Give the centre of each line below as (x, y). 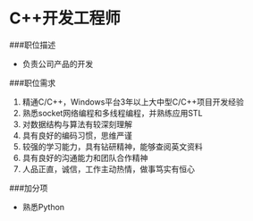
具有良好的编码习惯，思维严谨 (77, 135)
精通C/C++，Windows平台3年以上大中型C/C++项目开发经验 (133, 102)
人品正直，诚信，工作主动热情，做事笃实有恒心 (108, 169)
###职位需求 (33, 82)
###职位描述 (33, 45)
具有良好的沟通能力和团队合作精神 (85, 157)
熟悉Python (43, 207)
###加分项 (29, 188)
